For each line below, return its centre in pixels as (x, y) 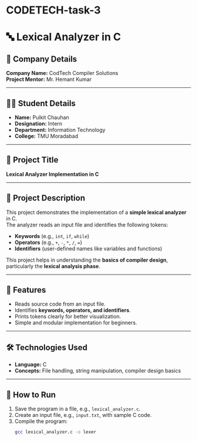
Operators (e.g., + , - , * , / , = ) (48, 242)
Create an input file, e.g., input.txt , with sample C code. (83, 415)
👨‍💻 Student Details (41, 103)
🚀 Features (26, 290)
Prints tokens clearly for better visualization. (68, 317)
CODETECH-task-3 (53, 10)
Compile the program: (41, 421)
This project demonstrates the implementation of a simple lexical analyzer (96, 212)
